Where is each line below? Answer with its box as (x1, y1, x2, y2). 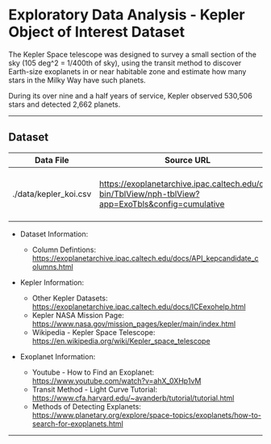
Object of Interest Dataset (8, 23, 186, 41)
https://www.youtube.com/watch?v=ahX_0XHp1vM (31, 375, 202, 385)
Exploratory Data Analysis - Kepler (8, 6, 245, 24)
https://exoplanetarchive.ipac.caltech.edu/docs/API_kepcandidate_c (31, 253, 260, 263)
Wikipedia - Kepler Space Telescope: (31, 327, 156, 337)
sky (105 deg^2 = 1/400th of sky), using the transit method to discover (8, 58, 242, 68)
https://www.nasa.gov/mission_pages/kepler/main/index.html (31, 319, 236, 329)
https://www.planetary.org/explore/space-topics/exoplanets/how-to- (31, 410, 262, 420)
